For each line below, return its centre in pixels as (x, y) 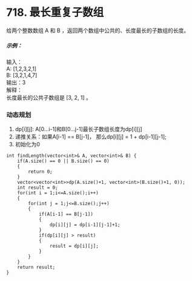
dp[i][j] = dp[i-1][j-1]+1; (85, 225)
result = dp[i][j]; (74, 246)
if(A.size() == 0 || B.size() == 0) (64, 161)
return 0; (40, 172)
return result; (36, 268)
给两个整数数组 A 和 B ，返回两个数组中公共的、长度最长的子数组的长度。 (98, 30)
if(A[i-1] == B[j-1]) (66, 214)
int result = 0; (38, 188)
